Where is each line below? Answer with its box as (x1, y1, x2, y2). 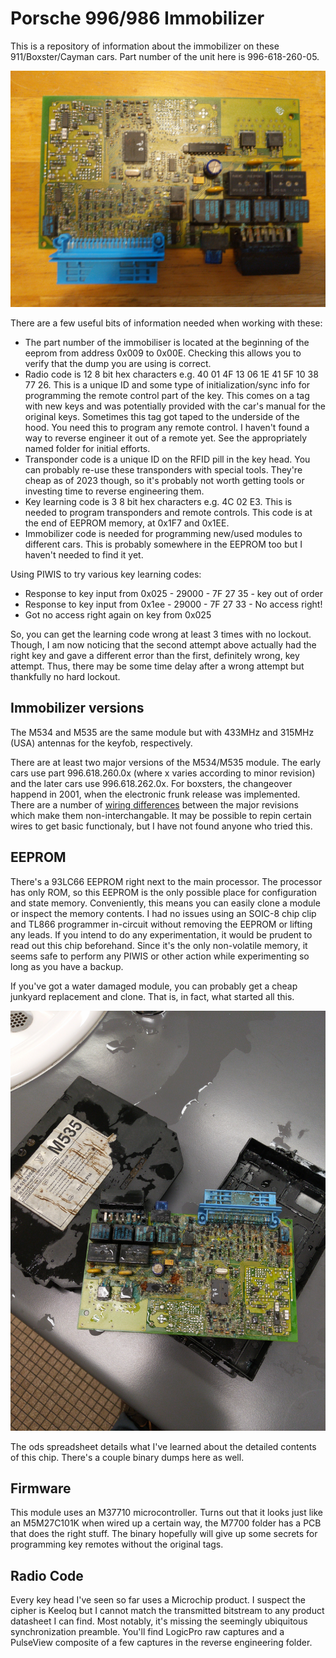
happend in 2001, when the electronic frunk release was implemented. (10, 788, 301, 800)
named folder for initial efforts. (24, 442, 151, 454)
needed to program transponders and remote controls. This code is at (24, 506, 313, 518)
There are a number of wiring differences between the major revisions (10, 798, 299, 811)
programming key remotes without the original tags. (10, 1538, 224, 1551)
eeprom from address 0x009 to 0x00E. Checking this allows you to (24, 347, 302, 359)
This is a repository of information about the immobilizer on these (10, 40, 280, 52)
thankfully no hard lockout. (10, 670, 121, 682)
